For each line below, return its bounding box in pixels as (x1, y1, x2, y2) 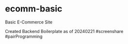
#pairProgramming (5, 33, 43, 39)
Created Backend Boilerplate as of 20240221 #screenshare (5, 28, 124, 34)
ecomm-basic (5, 3, 63, 14)
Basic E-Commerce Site (5, 19, 53, 25)
